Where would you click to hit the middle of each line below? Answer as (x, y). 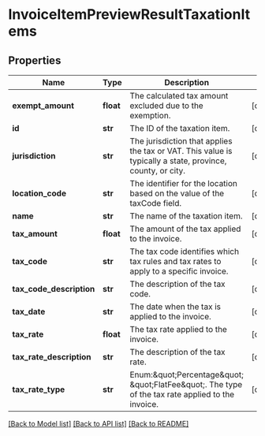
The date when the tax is (175, 307)
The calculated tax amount (179, 96)
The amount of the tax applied (185, 229)
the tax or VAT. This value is (181, 151)
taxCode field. (156, 203)
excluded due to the (166, 106)
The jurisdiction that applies (181, 141)
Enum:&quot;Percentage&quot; (187, 375)
